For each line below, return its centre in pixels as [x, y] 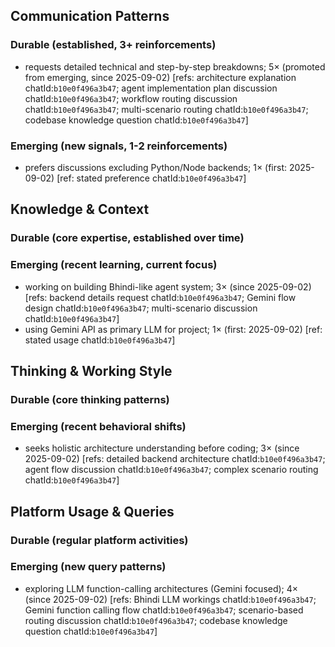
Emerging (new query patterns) [88, 567]
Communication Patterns [90, 16]
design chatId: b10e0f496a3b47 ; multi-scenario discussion [141, 308]
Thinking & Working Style [91, 370]
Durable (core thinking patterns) [90, 399]
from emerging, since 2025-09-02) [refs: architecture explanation [160, 77]
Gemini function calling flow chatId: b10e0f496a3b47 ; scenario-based [164, 610]
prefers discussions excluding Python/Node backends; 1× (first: [156, 167]
